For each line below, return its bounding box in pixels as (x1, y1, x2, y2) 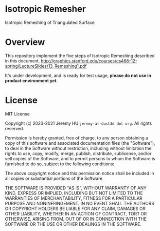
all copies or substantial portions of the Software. (5, 175, 104, 181)
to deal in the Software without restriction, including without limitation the (5, 145, 152, 151)
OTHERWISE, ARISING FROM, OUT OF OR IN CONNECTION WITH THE (5, 216, 147, 222)
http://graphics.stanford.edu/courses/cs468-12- (40, 58, 138, 64)
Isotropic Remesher (5, 3, 86, 15)
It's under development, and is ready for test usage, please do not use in (5, 72, 152, 78)
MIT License (5, 111, 30, 116)
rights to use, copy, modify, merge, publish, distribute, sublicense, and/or (5, 150, 152, 156)
